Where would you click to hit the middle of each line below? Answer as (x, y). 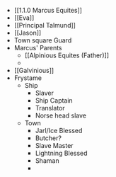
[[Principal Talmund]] (45, 25)
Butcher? (48, 138)
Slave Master (54, 145)
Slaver (45, 93)
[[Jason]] (28, 33)
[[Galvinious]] (34, 70)
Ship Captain (54, 101)
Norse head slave (61, 115)
